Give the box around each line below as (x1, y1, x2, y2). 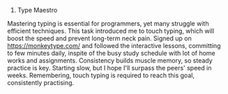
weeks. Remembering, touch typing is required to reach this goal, (7, 71, 195, 79)
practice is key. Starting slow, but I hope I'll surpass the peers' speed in (7, 64, 212, 72)
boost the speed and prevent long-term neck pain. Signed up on (7, 34, 192, 42)
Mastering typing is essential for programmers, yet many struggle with (7, 19, 209, 27)
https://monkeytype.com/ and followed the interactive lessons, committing (7, 42, 221, 49)
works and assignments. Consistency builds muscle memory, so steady (7, 56, 213, 65)
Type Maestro (17, 6, 58, 14)
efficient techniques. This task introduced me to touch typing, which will (7, 27, 215, 35)
